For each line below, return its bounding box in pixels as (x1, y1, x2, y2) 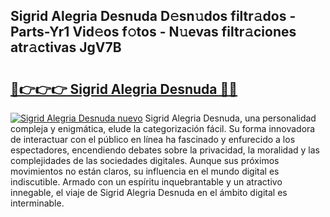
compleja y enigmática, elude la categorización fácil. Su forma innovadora (10, 123, 316, 134)
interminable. (10, 197, 65, 209)
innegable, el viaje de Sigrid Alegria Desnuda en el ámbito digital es (10, 187, 288, 198)
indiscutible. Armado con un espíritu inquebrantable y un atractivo (10, 176, 283, 188)
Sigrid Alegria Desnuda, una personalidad (144, 112, 317, 124)
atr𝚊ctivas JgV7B (10, 39, 122, 56)
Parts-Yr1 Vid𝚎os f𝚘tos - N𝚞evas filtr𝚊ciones (10, 24, 297, 41)
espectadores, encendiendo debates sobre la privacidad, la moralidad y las (10, 144, 320, 156)
